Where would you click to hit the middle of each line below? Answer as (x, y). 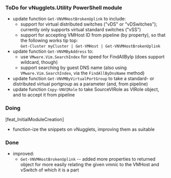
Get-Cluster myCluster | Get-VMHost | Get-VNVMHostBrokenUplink (90, 47)
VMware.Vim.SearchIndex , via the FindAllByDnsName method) (82, 73)
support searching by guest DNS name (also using (73, 68)
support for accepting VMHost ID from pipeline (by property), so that (93, 35)
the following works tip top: (49, 40)
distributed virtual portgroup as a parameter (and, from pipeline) (80, 84)
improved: (23, 153)
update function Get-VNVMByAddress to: (53, 51)
